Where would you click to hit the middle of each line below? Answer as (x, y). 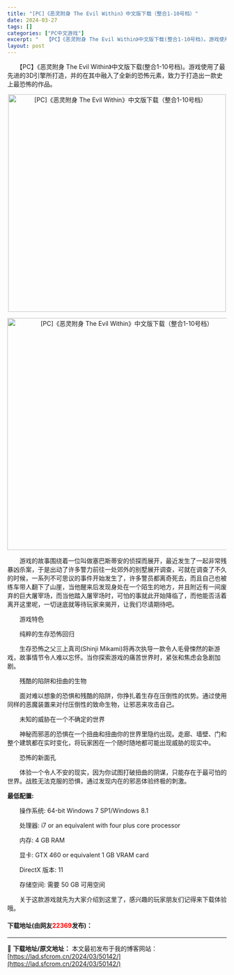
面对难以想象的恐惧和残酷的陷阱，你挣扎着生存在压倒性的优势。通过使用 (123, 696)
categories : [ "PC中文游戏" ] (46, 33)
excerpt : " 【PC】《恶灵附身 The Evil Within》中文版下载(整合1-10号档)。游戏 (113, 40)
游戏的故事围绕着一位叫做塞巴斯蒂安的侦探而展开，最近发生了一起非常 (120, 561)
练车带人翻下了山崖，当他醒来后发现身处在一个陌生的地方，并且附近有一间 (114, 587)
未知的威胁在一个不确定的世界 (62, 719)
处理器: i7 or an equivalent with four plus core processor (100, 825)
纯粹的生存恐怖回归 (47, 634)
